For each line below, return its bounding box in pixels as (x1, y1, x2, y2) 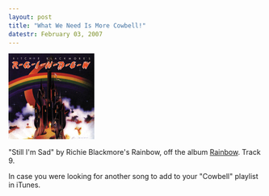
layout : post (8, 13, 53, 21)
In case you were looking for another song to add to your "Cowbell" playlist (8, 172, 258, 181)
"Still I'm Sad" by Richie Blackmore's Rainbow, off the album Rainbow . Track (8, 148, 261, 157)
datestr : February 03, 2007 (8, 30, 103, 38)
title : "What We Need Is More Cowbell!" (8, 21, 147, 30)
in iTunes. (8, 180, 41, 190)
